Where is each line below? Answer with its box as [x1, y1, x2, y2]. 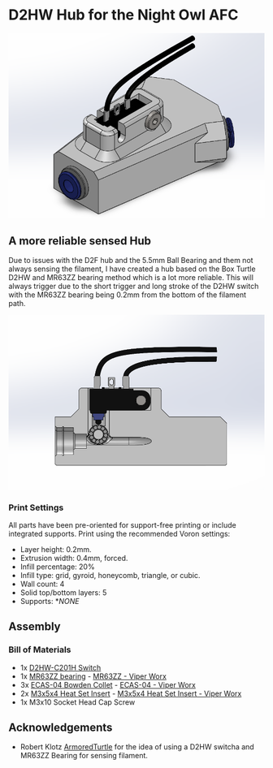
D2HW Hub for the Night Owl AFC [8, 6, 239, 24]
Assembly [8, 619, 61, 634]
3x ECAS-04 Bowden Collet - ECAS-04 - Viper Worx [19, 680, 197, 689]
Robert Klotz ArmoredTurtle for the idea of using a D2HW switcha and [19, 742, 254, 752]
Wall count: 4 [19, 579, 65, 589]
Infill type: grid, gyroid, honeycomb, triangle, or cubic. [19, 570, 201, 580]
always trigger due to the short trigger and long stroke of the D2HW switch [8, 282, 259, 291]
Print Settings [8, 502, 64, 513]
